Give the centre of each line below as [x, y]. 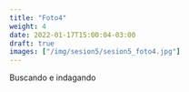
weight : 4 [28, 26]
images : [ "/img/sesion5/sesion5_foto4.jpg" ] [95, 52]
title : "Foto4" [38, 18]
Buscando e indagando [53, 77]
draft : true [32, 43]
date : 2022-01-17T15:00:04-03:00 [73, 35]
